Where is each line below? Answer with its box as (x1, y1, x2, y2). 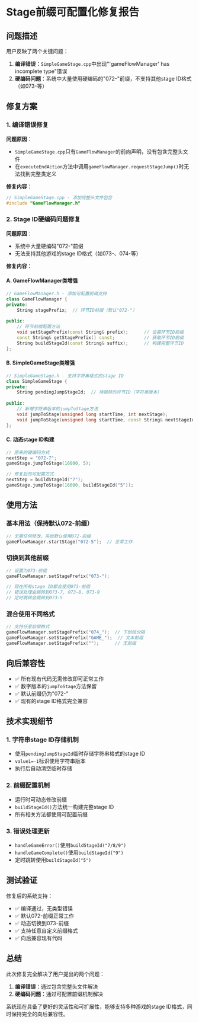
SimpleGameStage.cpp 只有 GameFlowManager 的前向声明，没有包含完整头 (14, 148, 184, 155)
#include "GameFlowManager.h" (6, 200, 81, 206)
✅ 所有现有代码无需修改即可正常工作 (14, 675, 104, 682)
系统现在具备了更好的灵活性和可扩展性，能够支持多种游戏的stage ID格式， (6, 1003, 188, 1010)
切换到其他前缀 (6, 554, 49, 562)
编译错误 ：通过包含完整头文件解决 (14, 983, 98, 990)
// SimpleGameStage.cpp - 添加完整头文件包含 (6, 194, 113, 200)
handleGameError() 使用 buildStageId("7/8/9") (14, 841, 126, 848)
